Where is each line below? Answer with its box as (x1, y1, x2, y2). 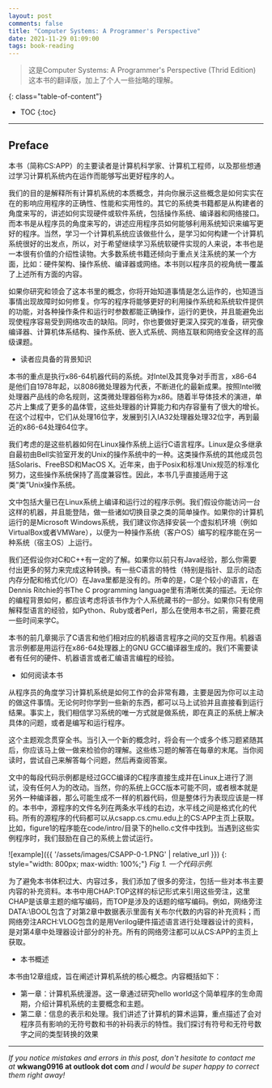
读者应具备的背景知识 (19, 354, 91, 364)
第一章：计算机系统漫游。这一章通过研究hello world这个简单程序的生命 (19, 988, 257, 998)
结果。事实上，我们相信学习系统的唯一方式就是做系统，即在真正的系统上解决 (8, 707, 264, 717)
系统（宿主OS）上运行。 (15, 537, 97, 547)
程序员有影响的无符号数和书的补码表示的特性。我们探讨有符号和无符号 (19, 1018, 255, 1029)
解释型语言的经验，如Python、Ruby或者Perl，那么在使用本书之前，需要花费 (8, 605, 261, 615)
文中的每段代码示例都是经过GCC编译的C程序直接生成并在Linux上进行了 (8, 772, 246, 782)
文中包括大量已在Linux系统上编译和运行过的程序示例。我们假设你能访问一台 (8, 497, 261, 506)
